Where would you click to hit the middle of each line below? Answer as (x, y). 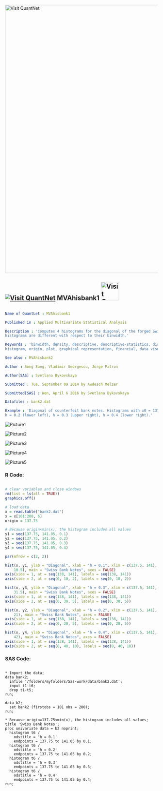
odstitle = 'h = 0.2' (35, 750)
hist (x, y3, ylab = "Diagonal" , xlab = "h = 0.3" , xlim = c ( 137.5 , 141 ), (81, 588)
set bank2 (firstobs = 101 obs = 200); (50, 707)
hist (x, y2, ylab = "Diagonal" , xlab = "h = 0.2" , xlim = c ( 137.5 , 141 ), (81, 610)
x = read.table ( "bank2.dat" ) (34, 512)
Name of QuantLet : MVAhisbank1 (38, 314)
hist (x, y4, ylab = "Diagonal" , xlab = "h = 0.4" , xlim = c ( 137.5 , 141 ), (81, 633)
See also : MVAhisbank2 (29, 358)
